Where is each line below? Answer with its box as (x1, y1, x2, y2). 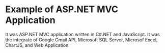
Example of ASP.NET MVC (5, 4, 119, 15)
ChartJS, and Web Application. (5, 42, 70, 48)
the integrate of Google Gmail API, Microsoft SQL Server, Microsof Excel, (5, 37, 158, 43)
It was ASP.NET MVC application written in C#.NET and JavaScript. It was (5, 31, 160, 37)
